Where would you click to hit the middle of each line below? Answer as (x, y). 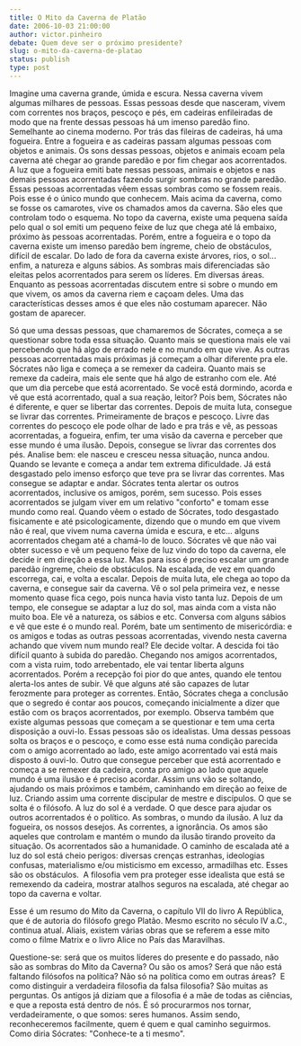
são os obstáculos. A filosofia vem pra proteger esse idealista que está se (147, 874)
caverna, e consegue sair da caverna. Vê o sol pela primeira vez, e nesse (145, 588)
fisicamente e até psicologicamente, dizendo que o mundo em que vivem (145, 521)
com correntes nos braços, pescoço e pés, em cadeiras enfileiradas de (141, 112)
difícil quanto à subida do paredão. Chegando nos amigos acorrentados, (143, 655)
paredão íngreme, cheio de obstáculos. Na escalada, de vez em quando (142, 569)
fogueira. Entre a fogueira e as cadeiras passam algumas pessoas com (141, 141)
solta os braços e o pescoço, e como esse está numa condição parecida (144, 740)
